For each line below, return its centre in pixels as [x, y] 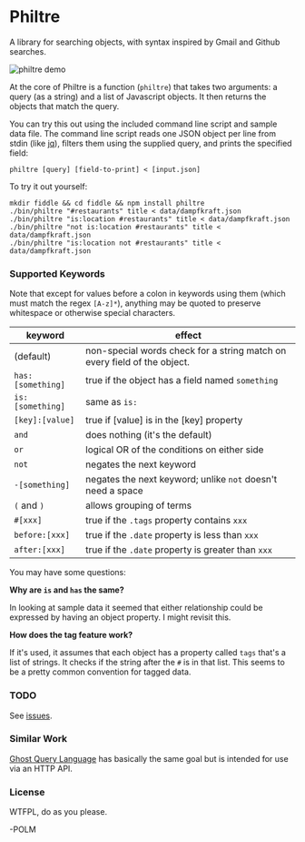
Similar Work [39, 739]
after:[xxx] [40, 550]
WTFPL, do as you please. [58, 812]
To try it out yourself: [49, 186]
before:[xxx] [42, 535]
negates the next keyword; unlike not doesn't [182, 480]
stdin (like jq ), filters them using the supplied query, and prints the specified [151, 143]
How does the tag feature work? [71, 635]
